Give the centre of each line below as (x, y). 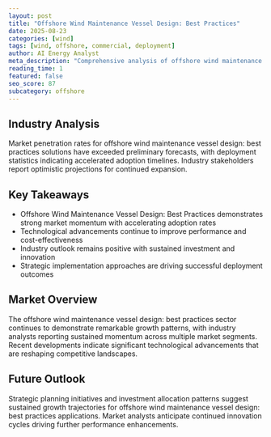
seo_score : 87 (32, 83)
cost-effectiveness (51, 240)
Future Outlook (47, 379)
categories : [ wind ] (41, 38)
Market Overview (53, 300)
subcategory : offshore (47, 91)
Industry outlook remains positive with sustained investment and (127, 248)
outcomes (37, 274)
